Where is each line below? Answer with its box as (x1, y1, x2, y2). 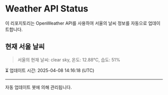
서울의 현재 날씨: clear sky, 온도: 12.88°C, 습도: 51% (17, 56, 120, 62)
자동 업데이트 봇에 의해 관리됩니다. (5, 84, 72, 90)
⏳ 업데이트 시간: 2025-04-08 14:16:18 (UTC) (5, 67, 94, 73)
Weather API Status (5, 3, 88, 14)
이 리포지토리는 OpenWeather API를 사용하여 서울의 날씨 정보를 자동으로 (5, 20, 147, 26)
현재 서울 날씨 (5, 42, 45, 51)
